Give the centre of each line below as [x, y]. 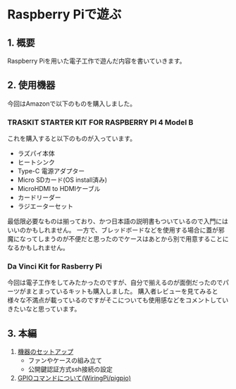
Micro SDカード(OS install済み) [62, 180]
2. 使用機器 [31, 85]
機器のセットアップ [45, 352]
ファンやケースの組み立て [65, 361]
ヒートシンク [36, 162]
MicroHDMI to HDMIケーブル [59, 189]
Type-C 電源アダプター [51, 171]
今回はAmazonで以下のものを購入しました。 [72, 104]
